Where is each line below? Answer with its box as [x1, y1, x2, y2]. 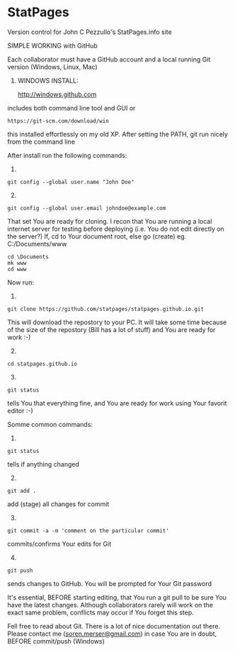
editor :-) [7, 406, 33, 415]
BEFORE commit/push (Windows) [7, 636, 105, 645]
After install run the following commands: [7, 151, 127, 159]
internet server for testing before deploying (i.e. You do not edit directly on [7, 224, 224, 233]
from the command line [7, 137, 76, 146]
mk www [7, 259, 27, 266]
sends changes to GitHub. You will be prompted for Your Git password [7, 579, 212, 588]
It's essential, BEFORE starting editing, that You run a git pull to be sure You [7, 593, 227, 602]
